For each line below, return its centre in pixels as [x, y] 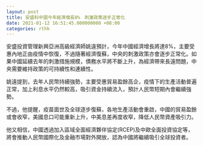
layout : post [23, 12]
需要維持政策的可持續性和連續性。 [54, 69]
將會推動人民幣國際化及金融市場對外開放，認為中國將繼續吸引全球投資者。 [99, 137]
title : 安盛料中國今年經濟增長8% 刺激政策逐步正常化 [66, 17]
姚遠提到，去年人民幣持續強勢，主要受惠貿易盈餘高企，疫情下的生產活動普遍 [101, 82]
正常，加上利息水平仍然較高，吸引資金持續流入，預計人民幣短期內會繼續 [96, 89]
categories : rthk [28, 29]
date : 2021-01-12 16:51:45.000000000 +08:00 [63, 23]
